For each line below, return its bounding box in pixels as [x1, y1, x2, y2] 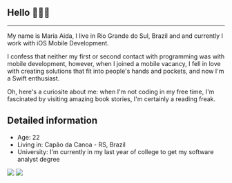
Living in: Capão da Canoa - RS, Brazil [17, 140, 126, 149]
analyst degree [17, 155, 60, 163]
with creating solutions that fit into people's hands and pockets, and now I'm [7, 67, 224, 75]
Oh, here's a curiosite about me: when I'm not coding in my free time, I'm [7, 87, 215, 96]
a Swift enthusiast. [7, 74, 60, 83]
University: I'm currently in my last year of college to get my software [17, 147, 214, 155]
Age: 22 [17, 133, 40, 141]
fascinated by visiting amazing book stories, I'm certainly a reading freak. [7, 94, 216, 103]
